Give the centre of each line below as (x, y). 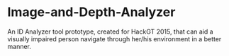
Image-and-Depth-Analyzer (91, 12)
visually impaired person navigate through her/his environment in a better (114, 38)
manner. (19, 46)
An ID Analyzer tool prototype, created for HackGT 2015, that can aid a (111, 31)
